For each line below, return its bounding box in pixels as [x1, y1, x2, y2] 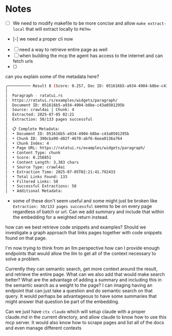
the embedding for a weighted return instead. [12, 214, 109, 220]
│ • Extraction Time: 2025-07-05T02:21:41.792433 [5, 169, 116, 175]
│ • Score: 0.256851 [5, 155, 52, 160]
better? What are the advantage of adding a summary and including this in [5, 277, 162, 283]
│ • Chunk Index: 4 [5, 141, 50, 146]
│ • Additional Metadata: [5, 189, 63, 194]
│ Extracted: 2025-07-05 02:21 [5, 112, 74, 117]
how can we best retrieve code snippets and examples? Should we [5, 224, 146, 230]
